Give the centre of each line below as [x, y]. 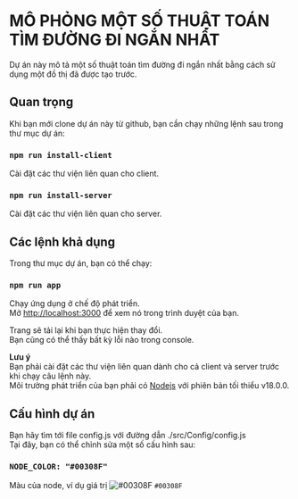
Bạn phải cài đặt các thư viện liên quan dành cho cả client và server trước [144, 367]
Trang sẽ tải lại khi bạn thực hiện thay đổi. [86, 330]
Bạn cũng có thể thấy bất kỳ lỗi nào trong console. [102, 340]
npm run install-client [61, 155]
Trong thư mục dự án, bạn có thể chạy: [81, 263]
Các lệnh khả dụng [62, 241]
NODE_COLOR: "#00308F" [58, 467]
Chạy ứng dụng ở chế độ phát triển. [74, 304]
